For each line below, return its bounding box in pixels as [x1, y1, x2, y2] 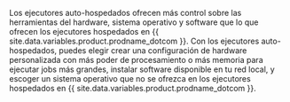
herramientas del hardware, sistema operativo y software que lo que [9, 17, 259, 27]
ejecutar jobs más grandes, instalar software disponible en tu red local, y [9, 64, 275, 75]
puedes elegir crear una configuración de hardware [59, 45, 247, 56]
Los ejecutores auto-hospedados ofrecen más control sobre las [9, 8, 242, 18]
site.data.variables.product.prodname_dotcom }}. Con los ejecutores [9, 35, 260, 46]
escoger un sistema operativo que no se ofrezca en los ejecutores [9, 74, 251, 83]
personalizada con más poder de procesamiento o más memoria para [9, 55, 263, 65]
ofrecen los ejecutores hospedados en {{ [9, 27, 160, 36]
